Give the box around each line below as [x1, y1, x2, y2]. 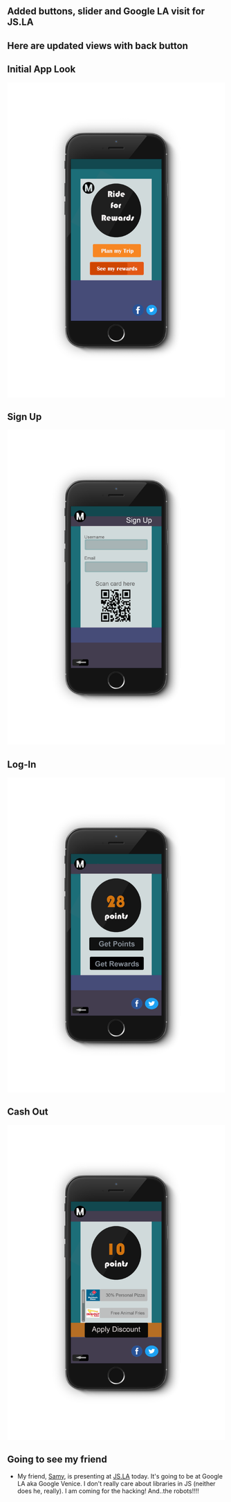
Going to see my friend [7, 1454, 107, 1465]
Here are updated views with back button [7, 39, 189, 51]
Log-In [7, 758, 37, 770]
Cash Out [7, 1106, 48, 1118]
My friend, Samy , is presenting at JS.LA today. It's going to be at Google [17, 1472, 223, 1480]
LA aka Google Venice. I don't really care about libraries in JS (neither [17, 1479, 216, 1487]
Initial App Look [7, 64, 76, 75]
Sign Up [7, 411, 42, 423]
